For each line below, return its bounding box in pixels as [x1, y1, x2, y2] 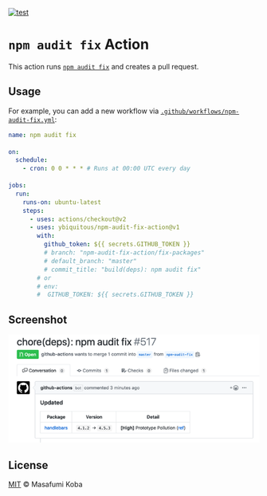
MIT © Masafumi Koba [8, 479, 83, 489]
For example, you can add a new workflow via [8, 106, 159, 116]
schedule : [15, 156, 48, 164]
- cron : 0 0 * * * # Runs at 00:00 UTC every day [22, 164, 191, 173]
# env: [37, 282, 59, 290]
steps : [22, 207, 45, 215]
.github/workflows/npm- [160, 108, 240, 116]
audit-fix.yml [8, 116, 56, 124]
